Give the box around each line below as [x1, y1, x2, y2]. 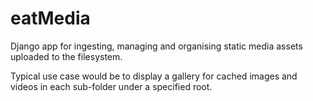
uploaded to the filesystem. [10, 50, 123, 62]
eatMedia [10, 7, 91, 30]
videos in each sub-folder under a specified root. [10, 80, 213, 92]
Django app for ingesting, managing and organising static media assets [10, 40, 303, 52]
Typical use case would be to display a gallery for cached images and [10, 70, 298, 82]
